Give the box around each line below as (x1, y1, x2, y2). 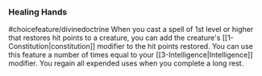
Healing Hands (8, 6, 68, 18)
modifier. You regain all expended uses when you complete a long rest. (8, 58, 244, 68)
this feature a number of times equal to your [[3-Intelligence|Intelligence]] (8, 50, 253, 60)
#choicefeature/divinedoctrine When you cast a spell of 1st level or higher (8, 25, 254, 34)
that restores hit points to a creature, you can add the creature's (8, 33, 221, 42)
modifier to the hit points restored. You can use (97, 42, 254, 51)
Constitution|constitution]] (8, 42, 96, 51)
